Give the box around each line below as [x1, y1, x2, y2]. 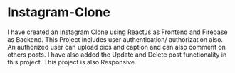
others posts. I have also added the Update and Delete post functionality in [7, 50, 227, 59]
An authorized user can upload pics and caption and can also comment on [7, 43, 226, 51]
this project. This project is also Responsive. [7, 57, 137, 66]
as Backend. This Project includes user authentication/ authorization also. [7, 35, 223, 43]
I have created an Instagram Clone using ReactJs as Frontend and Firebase [7, 28, 228, 36]
